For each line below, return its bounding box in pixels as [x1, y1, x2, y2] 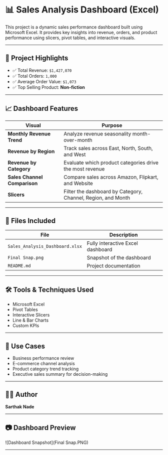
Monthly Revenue [7, 130, 51, 137]
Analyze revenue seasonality [63, 130, 131, 137]
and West [63, 151, 86, 158]
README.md [7, 263, 31, 269]
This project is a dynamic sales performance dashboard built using [5, 24, 143, 30]
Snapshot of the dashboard [86, 254, 151, 261]
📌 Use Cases [5, 342, 45, 350]
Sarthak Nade [5, 403, 34, 409]
